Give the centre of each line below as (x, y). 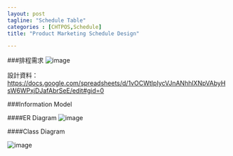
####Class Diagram (36, 131)
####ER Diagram (32, 118)
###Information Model (40, 104)
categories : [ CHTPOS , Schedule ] (54, 27)
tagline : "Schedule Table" (47, 20)
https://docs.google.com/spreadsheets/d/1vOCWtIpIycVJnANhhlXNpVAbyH (116, 83)
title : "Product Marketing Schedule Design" (73, 33)
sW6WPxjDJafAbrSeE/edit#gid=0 (56, 91)
